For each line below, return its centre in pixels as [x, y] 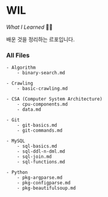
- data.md [29, 110]
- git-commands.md [40, 131]
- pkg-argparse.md [40, 178]
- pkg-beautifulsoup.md [47, 188]
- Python [17, 172]
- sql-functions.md [41, 162]
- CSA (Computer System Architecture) [54, 99]
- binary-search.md [41, 73]
